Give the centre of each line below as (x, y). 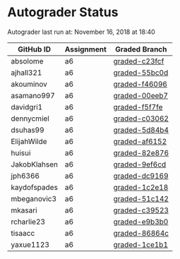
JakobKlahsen (35, 164)
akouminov (29, 84)
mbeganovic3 (34, 198)
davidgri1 (27, 107)
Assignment (86, 49)
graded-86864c (141, 233)
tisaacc (23, 233)
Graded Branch (141, 49)
